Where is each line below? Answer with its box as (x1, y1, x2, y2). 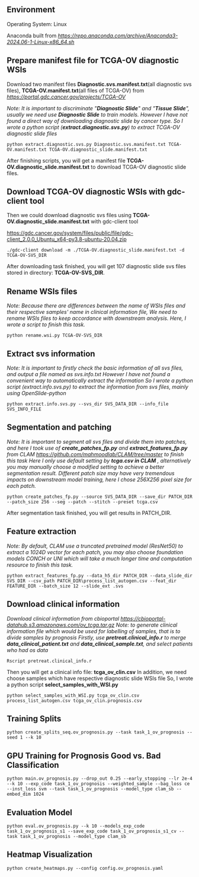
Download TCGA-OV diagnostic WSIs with (7, 187, 165, 197)
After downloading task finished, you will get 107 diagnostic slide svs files (7, 263, 186, 270)
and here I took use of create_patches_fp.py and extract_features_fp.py (7, 444, 188, 452)
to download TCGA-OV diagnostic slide (91, 163, 187, 170)
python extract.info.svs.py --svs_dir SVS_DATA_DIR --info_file (7, 401, 169, 407)
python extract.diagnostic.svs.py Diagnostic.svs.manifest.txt (7, 141, 166, 147)
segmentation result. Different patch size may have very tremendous (7, 469, 175, 476)
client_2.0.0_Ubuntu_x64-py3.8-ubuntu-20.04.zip (7, 236, 127, 243)
